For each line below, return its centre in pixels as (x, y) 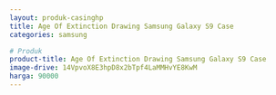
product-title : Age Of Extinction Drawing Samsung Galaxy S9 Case (138, 60)
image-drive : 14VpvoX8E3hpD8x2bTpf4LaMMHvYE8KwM (103, 68)
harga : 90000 (34, 76)
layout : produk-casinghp (56, 18)
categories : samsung (49, 34)
